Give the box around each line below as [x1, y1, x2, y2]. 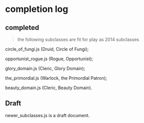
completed [5, 23, 40, 32]
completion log [5, 3, 69, 15]
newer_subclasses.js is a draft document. [5, 112, 90, 118]
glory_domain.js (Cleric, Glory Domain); [5, 66, 85, 71]
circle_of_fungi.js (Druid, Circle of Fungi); [5, 46, 89, 52]
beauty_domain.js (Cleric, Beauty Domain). [5, 85, 92, 91]
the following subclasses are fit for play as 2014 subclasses [17, 36, 140, 42]
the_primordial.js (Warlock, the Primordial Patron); [5, 75, 107, 81]
